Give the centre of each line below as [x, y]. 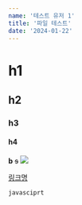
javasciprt [26, 193]
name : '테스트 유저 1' [42, 16]
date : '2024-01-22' [41, 31]
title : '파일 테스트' [40, 23]
